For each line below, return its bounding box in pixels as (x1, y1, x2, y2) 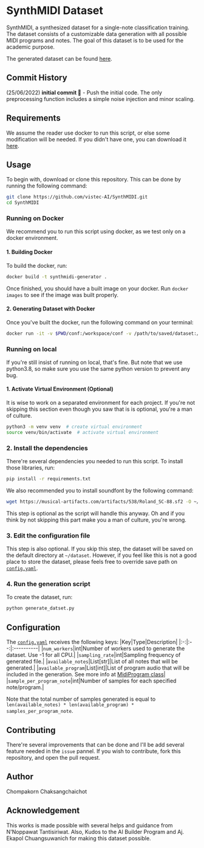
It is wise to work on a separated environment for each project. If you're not (6, 399, 195, 407)
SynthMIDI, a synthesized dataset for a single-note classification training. (6, 24, 189, 31)
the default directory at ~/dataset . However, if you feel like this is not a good (6, 552, 197, 559)
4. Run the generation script (6, 580, 90, 588)
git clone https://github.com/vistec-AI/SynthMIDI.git (6, 194, 148, 200)
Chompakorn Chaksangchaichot (6, 788, 87, 795)
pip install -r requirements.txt (6, 476, 91, 482)
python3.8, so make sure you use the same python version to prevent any (6, 365, 190, 372)
